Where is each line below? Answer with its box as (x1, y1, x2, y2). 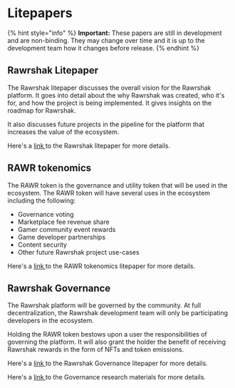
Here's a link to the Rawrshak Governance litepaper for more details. (7, 359, 208, 368)
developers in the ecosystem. (7, 316, 94, 325)
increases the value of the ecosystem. (7, 127, 120, 136)
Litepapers (7, 5, 73, 21)
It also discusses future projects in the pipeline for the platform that (7, 120, 205, 128)
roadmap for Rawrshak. (7, 106, 76, 115)
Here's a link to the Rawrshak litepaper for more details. (7, 141, 171, 150)
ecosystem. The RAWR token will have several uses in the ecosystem (7, 188, 211, 197)
